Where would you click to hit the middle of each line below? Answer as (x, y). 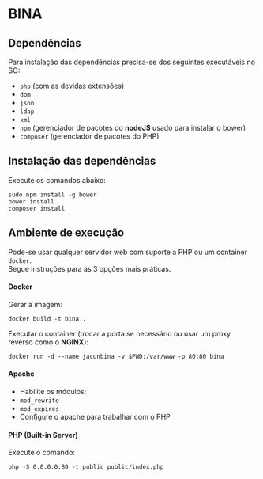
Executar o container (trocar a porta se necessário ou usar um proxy (120, 333)
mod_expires (39, 409)
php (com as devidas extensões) (72, 86)
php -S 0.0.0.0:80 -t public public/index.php (86, 467)
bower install (32, 201)
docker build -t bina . (47, 319)
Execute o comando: (41, 453)
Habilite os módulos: (53, 392)
